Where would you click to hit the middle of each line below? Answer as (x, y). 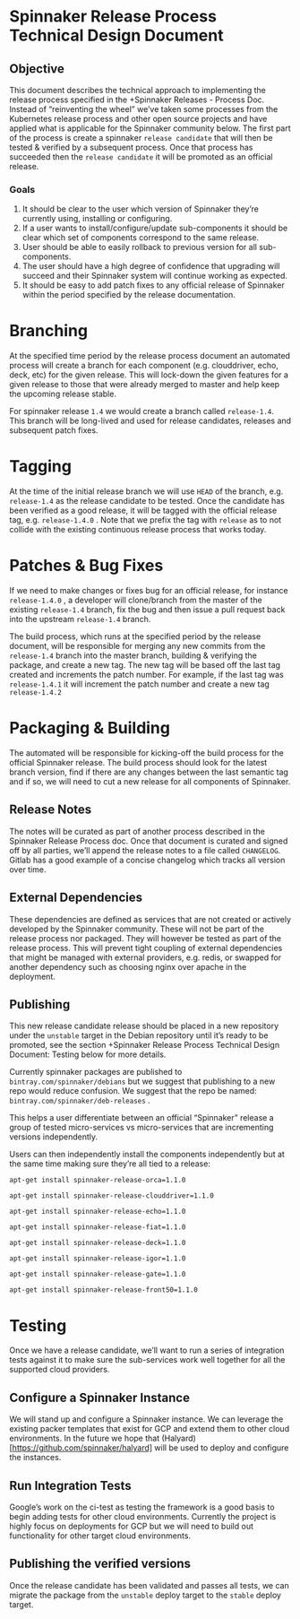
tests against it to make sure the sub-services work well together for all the (147, 1360)
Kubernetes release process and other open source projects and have (138, 119)
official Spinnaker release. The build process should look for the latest (138, 763)
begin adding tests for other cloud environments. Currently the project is (143, 1517)
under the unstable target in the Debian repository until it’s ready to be (139, 1035)
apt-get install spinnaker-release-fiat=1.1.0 (98, 1227)
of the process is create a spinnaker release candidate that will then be (141, 138)
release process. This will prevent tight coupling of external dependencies (146, 948)
